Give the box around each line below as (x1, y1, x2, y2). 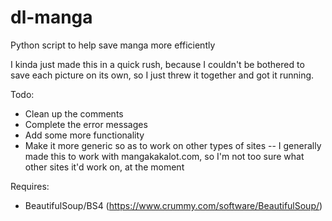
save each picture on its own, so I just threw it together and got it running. (10, 69, 315, 81)
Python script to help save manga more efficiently (10, 39, 216, 51)
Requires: (10, 180, 50, 192)
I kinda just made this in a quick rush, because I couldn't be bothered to (10, 58, 305, 70)
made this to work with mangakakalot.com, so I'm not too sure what (24, 150, 305, 162)
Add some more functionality (24, 129, 145, 141)
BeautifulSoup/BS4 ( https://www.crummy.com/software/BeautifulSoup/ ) (24, 199, 323, 211)
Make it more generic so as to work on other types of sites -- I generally (24, 139, 322, 151)
